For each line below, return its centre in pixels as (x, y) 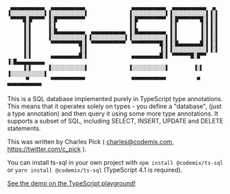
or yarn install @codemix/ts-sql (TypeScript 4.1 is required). (95, 170)
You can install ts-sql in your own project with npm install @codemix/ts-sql (115, 162)
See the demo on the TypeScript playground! (72, 183)
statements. (24, 128)
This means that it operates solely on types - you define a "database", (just (115, 106)
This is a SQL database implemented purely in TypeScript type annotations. (115, 99)
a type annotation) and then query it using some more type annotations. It (113, 114)
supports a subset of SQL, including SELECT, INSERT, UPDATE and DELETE (115, 121)
